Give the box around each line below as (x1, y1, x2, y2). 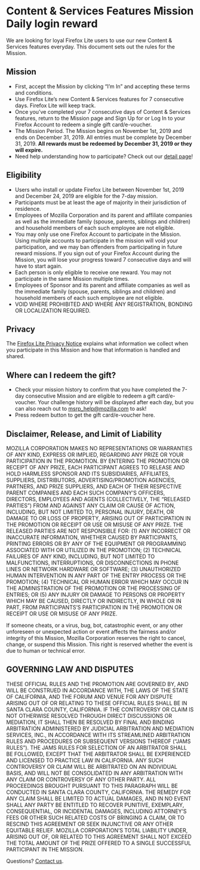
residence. (14, 205, 41, 212)
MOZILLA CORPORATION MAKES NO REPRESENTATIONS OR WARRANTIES (6, 445, 193, 451)
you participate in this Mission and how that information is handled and (6, 346, 180, 354)
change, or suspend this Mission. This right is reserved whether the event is (6, 641, 193, 648)
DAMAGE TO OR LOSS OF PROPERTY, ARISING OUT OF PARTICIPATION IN (6, 515, 191, 522)
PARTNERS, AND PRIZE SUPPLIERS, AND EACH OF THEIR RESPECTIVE (6, 483, 182, 490)
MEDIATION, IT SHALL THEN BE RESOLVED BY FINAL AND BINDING (6, 719, 175, 726)
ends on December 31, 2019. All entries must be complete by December (14, 134, 192, 141)
